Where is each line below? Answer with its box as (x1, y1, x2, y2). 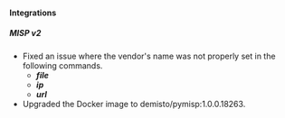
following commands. (22, 59, 103, 71)
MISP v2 (9, 28, 42, 39)
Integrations (9, 7, 57, 18)
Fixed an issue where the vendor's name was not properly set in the (22, 50, 276, 61)
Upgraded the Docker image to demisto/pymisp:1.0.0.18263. (22, 98, 246, 109)
